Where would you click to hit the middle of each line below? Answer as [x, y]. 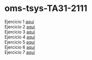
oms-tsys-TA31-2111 [46, 8]
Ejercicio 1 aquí [19, 22]
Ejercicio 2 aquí [20, 26]
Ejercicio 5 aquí [20, 42]
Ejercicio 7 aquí [20, 52]
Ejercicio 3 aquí [20, 32]
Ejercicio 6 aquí [20, 47]
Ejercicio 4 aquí [20, 37]
